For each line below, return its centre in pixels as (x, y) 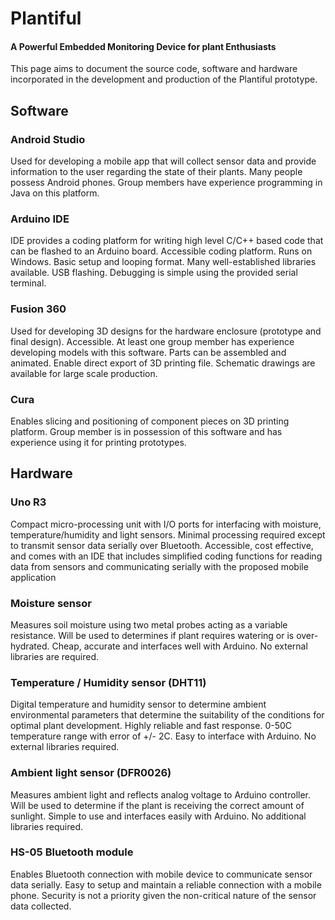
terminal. (28, 283)
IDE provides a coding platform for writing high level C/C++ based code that (167, 241)
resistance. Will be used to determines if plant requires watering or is (152, 635)
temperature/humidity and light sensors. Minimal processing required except (168, 534)
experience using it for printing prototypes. (98, 442)
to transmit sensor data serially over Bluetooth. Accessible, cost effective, (162, 545)
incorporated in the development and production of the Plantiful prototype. (164, 79)
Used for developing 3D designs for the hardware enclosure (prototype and (166, 331)
